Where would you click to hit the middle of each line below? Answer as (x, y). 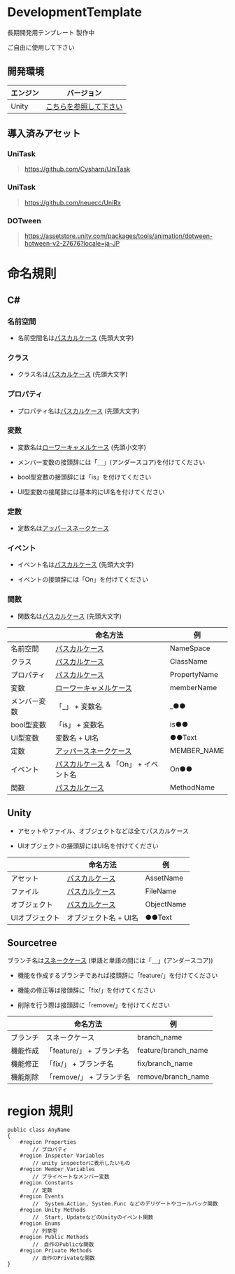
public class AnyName (39, 1130)
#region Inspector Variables (62, 1156)
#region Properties (48, 1142)
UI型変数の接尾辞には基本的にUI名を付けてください (91, 491)
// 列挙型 (45, 1231)
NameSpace (191, 648)
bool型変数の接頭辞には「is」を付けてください (84, 477)
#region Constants (47, 1183)
